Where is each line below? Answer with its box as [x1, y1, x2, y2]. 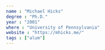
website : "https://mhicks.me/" [6, 30, 84, 36]
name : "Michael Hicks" [6, 8, 64, 14]
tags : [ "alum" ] [6, 35, 45, 41]
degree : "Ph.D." [6, 14, 48, 20]
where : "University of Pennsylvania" [6, 24, 100, 30]
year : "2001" [6, 19, 41, 25]
